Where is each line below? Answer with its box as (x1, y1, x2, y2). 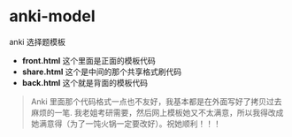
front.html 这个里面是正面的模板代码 (21, 55, 157, 65)
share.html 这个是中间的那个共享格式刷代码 (21, 66, 182, 77)
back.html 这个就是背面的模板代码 (21, 77, 149, 88)
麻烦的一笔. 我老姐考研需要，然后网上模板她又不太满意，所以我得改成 (30, 107, 284, 118)
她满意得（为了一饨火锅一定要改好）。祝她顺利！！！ (30, 118, 221, 129)
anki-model (9, 6, 96, 27)
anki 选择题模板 (9, 36, 66, 47)
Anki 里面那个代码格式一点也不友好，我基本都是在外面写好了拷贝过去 (30, 95, 282, 107)
